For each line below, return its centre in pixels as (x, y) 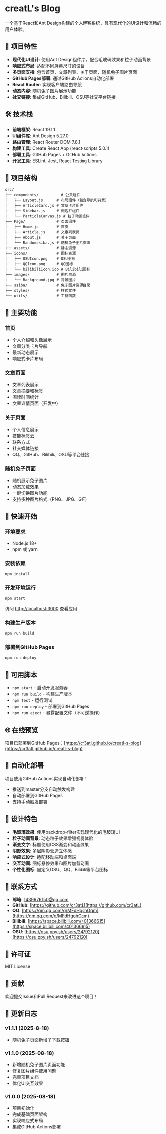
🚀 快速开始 (21, 517)
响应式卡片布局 (28, 359)
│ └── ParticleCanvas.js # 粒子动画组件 (47, 216)
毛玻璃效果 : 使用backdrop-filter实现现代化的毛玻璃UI (66, 832)
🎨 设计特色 (21, 819)
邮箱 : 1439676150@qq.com (40, 900)
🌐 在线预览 (22, 730)
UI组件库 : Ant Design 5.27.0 (40, 136)
